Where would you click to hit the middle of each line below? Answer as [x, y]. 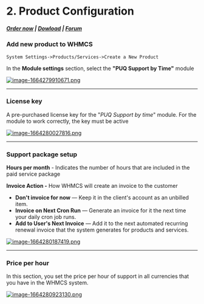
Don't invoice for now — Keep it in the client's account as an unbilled [102, 198]
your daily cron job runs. [46, 217]
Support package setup [42, 154]
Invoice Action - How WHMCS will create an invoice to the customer [92, 186]
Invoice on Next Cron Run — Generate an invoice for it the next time [100, 210]
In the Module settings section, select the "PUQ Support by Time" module [100, 68]
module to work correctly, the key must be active [67, 121]
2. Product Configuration [70, 11]
